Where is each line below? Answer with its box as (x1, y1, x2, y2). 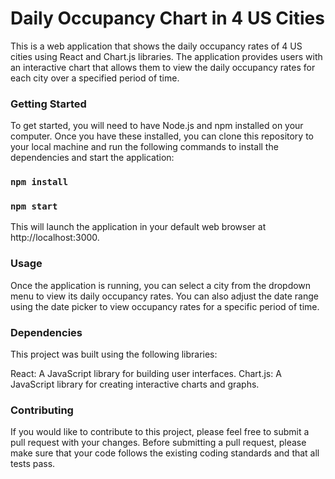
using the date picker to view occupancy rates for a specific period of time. (10, 300, 320, 312)
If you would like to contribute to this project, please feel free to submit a (10, 426, 310, 438)
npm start (10, 201, 58, 212)
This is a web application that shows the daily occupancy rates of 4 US (10, 40, 303, 52)
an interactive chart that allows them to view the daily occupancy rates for (10, 61, 316, 73)
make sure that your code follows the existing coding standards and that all (10, 447, 320, 459)
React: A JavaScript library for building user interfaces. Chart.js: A (10, 368, 282, 380)
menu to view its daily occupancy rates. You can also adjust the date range (10, 290, 319, 302)
